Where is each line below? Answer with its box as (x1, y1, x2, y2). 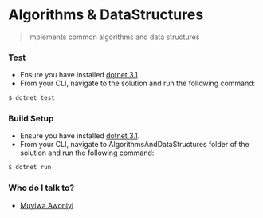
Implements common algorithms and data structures (27, 32, 200, 42)
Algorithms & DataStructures (8, 6, 204, 24)
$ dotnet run (8, 164, 52, 172)
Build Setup (8, 113, 54, 125)
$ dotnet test (8, 94, 56, 102)
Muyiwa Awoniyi (19, 200, 74, 210)
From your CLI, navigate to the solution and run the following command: (19, 78, 256, 89)
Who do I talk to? (8, 182, 75, 193)
